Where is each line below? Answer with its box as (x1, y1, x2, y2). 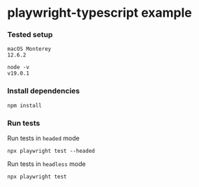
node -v (7, 64, 30, 71)
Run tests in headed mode (7, 134, 80, 142)
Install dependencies (7, 86, 80, 96)
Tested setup (7, 30, 53, 40)
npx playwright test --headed (7, 148, 96, 155)
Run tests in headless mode (7, 160, 86, 168)
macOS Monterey (7, 45, 52, 53)
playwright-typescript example (7, 5, 192, 21)
